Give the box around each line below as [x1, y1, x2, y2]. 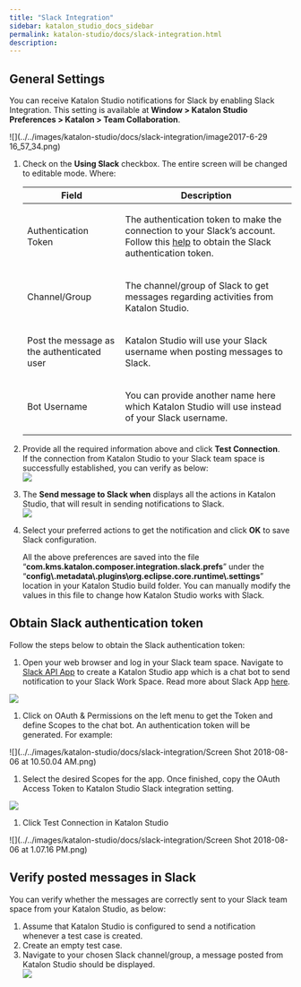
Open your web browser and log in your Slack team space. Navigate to [21, 656, 284, 668]
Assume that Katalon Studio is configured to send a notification [21, 921, 256, 931]
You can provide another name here [125, 389, 276, 402]
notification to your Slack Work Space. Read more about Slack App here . [21, 676, 291, 687]
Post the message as [26, 334, 115, 347]
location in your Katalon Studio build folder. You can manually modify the [21, 580, 291, 592]
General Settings [9, 71, 106, 86]
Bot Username [26, 401, 88, 413]
